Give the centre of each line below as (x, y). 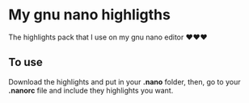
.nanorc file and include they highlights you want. (91, 90)
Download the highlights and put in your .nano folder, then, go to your (124, 81)
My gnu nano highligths (90, 15)
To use (25, 62)
